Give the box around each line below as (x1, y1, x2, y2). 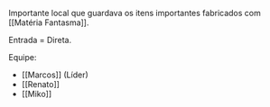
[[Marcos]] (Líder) (21, 69, 89, 80)
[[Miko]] (21, 89, 52, 99)
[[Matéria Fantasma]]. (8, 17, 89, 28)
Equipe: (8, 52, 37, 62)
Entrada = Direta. (8, 35, 72, 45)
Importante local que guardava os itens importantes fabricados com (8, 8, 261, 18)
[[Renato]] (21, 79, 61, 89)
